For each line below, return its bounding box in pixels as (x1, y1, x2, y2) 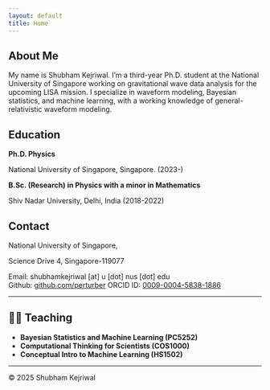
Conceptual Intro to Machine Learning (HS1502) (19, 349, 183, 359)
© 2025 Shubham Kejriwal (8, 372, 96, 382)
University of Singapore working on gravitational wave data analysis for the (8, 79, 257, 88)
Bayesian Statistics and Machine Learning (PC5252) (19, 332, 198, 342)
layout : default (8, 11, 63, 20)
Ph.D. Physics (8, 150, 56, 159)
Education (8, 128, 61, 142)
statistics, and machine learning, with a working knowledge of (8, 96, 214, 105)
